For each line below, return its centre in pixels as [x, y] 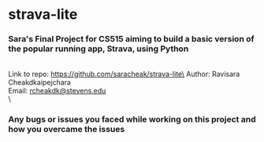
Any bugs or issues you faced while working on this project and [132, 119]
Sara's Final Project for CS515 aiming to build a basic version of [131, 39]
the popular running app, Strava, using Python [99, 49]
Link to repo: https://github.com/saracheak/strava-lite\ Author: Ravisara [124, 74]
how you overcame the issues [67, 129]
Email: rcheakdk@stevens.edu [57, 91]
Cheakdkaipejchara [39, 82]
